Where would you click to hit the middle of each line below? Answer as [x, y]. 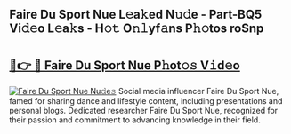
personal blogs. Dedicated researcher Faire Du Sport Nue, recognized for [144, 110]
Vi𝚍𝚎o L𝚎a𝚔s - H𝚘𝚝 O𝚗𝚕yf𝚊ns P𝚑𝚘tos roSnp [137, 29]
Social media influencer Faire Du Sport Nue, [199, 91]
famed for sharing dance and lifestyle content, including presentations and [146, 101]
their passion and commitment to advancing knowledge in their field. [135, 120]
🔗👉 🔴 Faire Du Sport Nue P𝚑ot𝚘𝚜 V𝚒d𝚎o [125, 65]
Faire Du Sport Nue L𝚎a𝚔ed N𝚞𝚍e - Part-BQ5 [136, 15]
